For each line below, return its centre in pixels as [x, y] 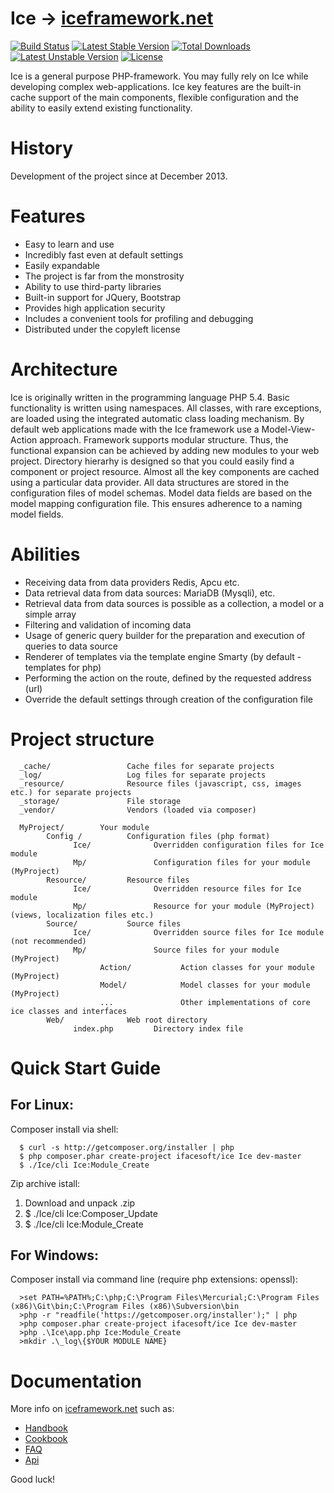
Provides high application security [95, 308]
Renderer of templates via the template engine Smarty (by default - [163, 656]
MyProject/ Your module [84, 827]
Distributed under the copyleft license [102, 329]
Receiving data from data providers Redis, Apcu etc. [132, 582]
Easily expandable [62, 265]
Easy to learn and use [69, 244]
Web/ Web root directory [127, 1020]
